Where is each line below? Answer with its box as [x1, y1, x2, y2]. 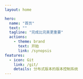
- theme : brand [13, 39, 45, 44]
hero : [4, 16, 16, 21]
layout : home [4, 7, 32, 12]
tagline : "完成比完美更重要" [9, 30, 64, 35]
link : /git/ [13, 62, 38, 67]
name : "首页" [9, 21, 35, 26]
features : [4, 53, 25, 58]
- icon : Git [9, 57, 34, 62]
